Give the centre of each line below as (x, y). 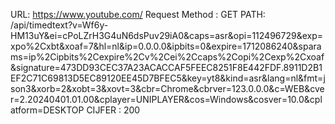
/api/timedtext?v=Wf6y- (59, 25)
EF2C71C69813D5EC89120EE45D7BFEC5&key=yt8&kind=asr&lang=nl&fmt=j (168, 78)
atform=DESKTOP (47, 110)
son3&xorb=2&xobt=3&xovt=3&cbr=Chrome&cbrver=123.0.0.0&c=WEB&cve (167, 88)
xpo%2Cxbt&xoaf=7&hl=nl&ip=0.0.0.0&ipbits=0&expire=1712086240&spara (166, 46)
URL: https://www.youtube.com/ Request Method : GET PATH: (138, 14)
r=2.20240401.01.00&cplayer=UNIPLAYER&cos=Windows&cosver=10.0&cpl (166, 99)
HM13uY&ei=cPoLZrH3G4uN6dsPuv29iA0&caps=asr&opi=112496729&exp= (167, 35)
